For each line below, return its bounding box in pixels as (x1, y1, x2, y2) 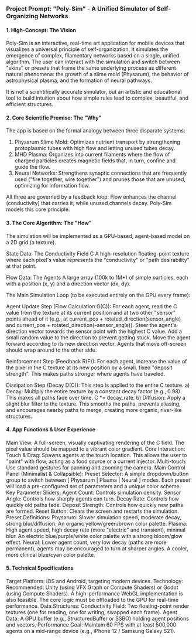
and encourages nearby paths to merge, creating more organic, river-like (6, 406, 182, 413)
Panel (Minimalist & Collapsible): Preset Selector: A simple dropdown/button (6, 470, 189, 477)
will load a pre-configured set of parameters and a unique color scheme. (6, 482, 181, 489)
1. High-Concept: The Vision (6, 26, 77, 33)
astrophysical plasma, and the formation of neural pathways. (6, 77, 152, 84)
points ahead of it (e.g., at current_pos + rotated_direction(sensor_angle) (6, 315, 181, 322)
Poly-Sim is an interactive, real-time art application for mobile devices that (6, 40, 185, 47)
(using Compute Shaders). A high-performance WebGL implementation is (6, 590, 183, 597)
